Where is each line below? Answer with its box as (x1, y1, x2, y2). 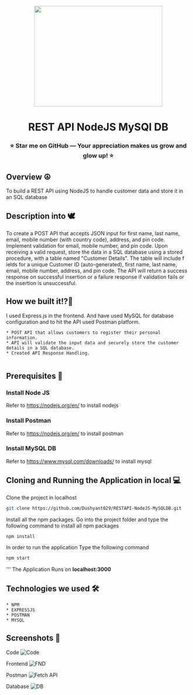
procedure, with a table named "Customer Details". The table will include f (6, 255, 185, 262)
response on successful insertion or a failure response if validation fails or (6, 273, 184, 280)
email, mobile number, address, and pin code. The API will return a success (6, 267, 188, 274)
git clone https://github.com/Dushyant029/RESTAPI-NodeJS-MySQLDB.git (6, 505, 182, 511)
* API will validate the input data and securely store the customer (6, 340, 180, 345)
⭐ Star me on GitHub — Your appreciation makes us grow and (9, 142, 187, 150)
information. (6, 334, 38, 341)
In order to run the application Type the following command (6, 544, 149, 551)
